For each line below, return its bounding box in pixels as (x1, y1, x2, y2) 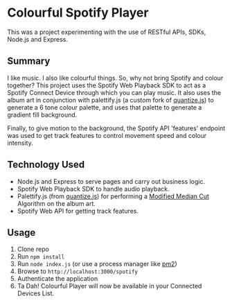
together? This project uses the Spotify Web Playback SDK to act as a (7, 81, 206, 89)
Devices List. (17, 289, 54, 297)
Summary (7, 55, 51, 67)
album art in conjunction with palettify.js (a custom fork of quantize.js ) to (7, 96, 215, 104)
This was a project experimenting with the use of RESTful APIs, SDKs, (7, 28, 206, 36)
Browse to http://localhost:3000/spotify (17, 267, 139, 275)
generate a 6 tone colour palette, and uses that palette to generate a (7, 103, 202, 112)
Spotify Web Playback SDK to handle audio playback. (17, 184, 170, 193)
